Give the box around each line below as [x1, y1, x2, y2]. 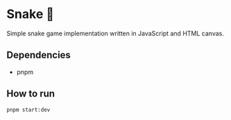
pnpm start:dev [6, 106, 51, 113]
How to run [6, 88, 55, 100]
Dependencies [6, 49, 71, 61]
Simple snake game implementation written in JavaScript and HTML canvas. [6, 29, 225, 37]
